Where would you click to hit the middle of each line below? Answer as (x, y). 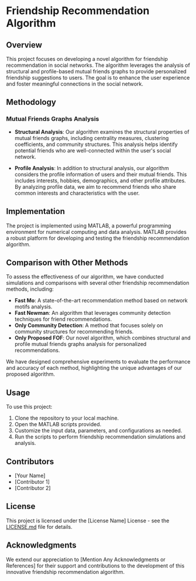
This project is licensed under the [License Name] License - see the (88, 521)
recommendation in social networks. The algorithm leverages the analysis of (98, 65)
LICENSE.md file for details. (39, 526)
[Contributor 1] (32, 481)
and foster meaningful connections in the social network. (75, 84)
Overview (24, 45)
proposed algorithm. (31, 374)
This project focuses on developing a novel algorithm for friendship (87, 59)
